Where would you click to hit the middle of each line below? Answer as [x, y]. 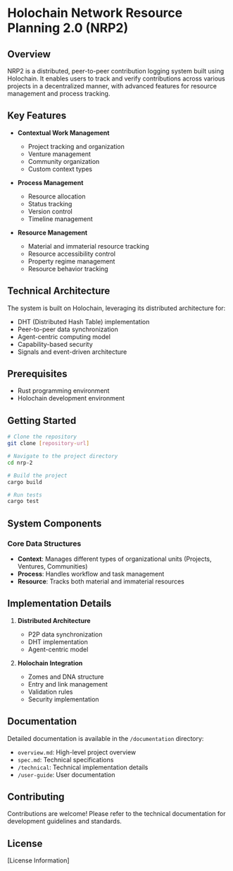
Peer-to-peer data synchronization [68, 329]
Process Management [50, 182]
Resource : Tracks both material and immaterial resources [101, 581]
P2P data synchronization [65, 634]
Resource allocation [57, 196]
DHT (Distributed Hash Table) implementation [83, 321]
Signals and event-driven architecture [72, 352]
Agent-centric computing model [64, 336]
